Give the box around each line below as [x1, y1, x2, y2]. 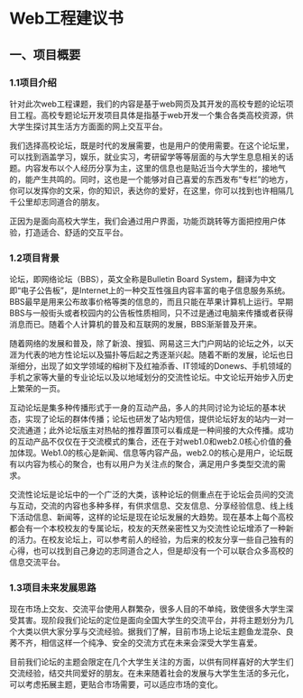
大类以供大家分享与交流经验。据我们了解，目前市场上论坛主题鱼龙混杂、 [16, 626, 286, 637]
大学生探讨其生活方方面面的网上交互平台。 [9, 121, 168, 132]
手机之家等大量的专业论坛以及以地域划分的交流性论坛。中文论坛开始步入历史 [9, 372, 294, 383]
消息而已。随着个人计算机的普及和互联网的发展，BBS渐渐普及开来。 [9, 319, 262, 330]
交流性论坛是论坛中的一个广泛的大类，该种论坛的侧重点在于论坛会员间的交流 [9, 489, 294, 501]
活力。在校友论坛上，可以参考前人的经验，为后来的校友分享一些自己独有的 [16, 534, 294, 546]
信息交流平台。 [9, 556, 65, 568]
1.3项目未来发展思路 [9, 582, 96, 594]
